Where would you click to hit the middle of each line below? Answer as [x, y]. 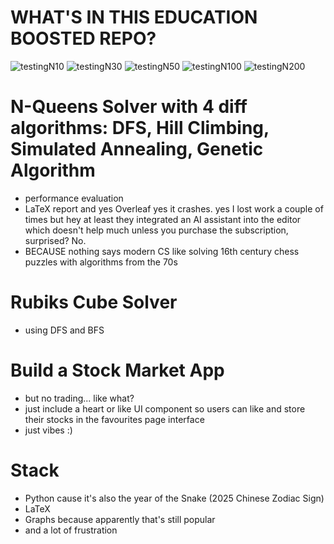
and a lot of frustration [71, 530]
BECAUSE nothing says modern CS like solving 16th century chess [162, 251]
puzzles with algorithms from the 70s [101, 262]
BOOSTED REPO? [83, 38]
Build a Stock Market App [117, 370]
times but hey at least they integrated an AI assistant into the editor [163, 219]
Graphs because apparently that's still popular [120, 519]
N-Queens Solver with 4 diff [129, 107]
